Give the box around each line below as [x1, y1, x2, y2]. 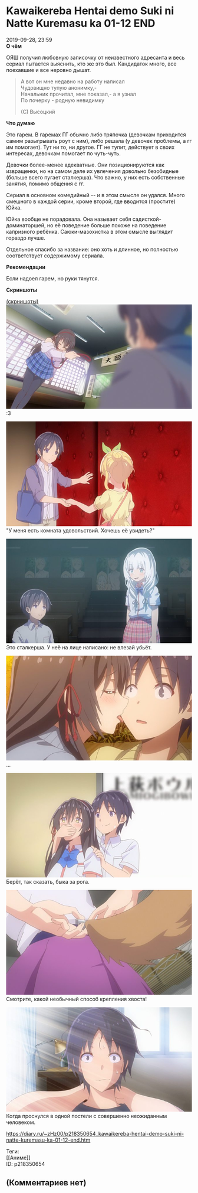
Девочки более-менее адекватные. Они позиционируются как [6, 161, 165, 168]
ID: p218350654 [6, 1161, 45, 1168]
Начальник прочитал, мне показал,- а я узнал [20, 90, 137, 97]
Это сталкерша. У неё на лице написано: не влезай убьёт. [6, 644, 152, 651]
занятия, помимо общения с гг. [6, 180, 85, 187]
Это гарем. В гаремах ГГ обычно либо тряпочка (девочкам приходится [6, 131, 186, 138]
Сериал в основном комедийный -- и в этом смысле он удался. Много [6, 191, 185, 198]
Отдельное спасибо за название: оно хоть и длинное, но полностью [6, 246, 179, 253]
